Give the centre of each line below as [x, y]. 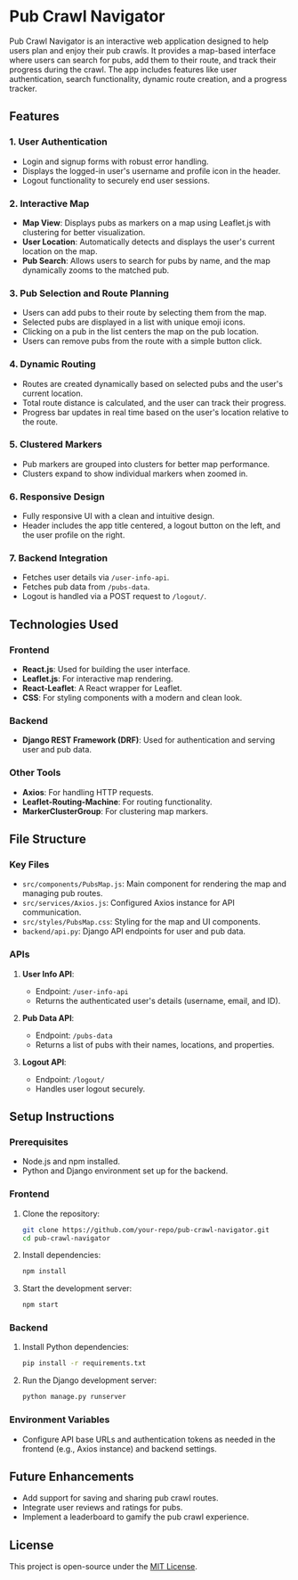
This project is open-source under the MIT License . [104, 1567]
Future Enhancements [72, 1476]
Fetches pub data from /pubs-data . [86, 587]
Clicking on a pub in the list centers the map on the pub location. [141, 332]
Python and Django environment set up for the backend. [125, 1171]
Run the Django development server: [89, 1380]
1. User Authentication [59, 142]
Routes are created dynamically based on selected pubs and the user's [152, 383]
